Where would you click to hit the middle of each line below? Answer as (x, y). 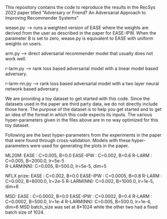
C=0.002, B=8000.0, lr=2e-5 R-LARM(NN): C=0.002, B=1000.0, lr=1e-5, (80, 181)
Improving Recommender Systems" (42, 18)
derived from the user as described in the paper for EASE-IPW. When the (81, 33)
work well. (16, 59)
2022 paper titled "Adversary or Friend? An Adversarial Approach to (75, 13)
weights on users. (24, 44)
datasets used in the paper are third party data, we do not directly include (81, 104)
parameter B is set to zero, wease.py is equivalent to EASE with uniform (79, 38)
